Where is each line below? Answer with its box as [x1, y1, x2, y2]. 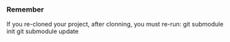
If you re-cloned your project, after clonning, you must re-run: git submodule [6, 20, 224, 28]
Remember [6, 5, 44, 14]
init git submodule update [6, 27, 79, 35]
